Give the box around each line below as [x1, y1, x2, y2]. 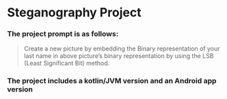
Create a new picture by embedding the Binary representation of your [23, 44, 220, 53]
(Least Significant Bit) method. [23, 59, 110, 68]
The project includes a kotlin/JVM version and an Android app [7, 76, 217, 86]
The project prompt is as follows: [7, 29, 119, 39]
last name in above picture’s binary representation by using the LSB [23, 52, 214, 60]
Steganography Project [7, 5, 142, 20]
